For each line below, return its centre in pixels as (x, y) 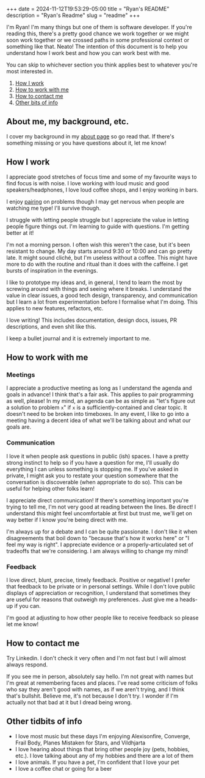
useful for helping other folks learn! (51, 488)
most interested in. (30, 71)
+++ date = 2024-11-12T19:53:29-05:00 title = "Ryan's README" (88, 9)
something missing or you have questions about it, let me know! (86, 143)
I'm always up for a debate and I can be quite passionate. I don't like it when (102, 531)
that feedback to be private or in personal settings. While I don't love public (101, 586)
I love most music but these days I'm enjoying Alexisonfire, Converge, (103, 736)
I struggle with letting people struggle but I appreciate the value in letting (98, 219)
